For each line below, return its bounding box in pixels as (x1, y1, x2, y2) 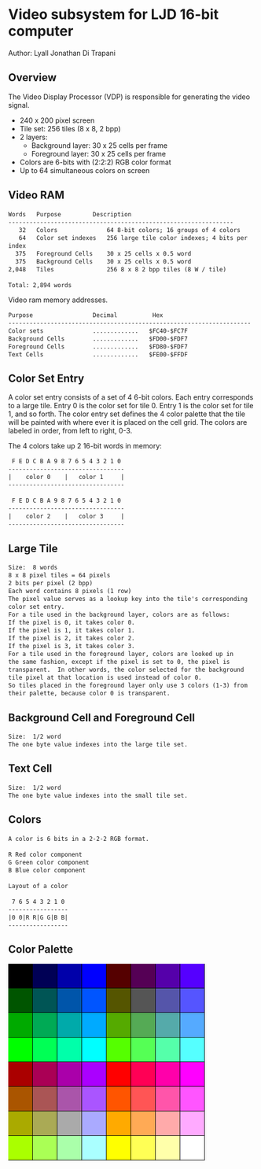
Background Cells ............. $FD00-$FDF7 (8, 334, 189, 343)
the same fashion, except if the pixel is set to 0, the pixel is (8, 658, 230, 666)
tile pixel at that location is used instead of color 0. (8, 674, 202, 682)
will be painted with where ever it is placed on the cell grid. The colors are (8, 418, 248, 427)
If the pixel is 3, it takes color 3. (8, 643, 135, 651)
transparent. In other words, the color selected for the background (8, 666, 244, 674)
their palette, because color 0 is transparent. (8, 690, 171, 698)
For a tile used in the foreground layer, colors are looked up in (8, 651, 234, 658)
